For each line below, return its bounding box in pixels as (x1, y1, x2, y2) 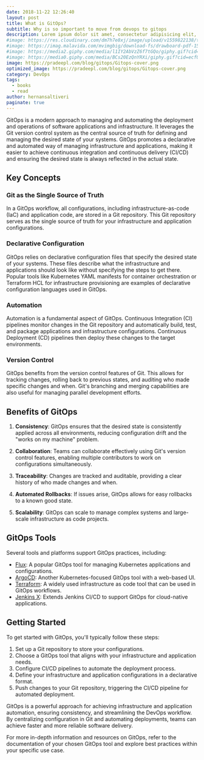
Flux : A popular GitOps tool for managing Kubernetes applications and (15, 561, 191, 568)
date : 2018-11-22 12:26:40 (6, 9, 75, 15)
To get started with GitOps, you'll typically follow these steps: (6, 633, 160, 641)
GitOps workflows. (15, 586, 62, 594)
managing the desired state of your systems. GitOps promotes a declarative (6, 135, 195, 143)
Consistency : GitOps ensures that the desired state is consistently (15, 423, 182, 430)
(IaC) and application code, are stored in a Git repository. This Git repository (6, 211, 196, 219)
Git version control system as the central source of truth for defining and (6, 129, 188, 136)
